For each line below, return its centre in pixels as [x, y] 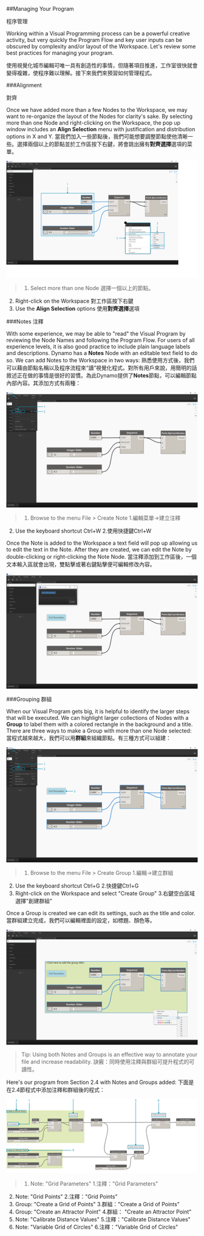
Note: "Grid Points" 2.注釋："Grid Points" [66, 1196]
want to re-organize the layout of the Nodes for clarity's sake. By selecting [100, 116]
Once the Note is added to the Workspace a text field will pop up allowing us [102, 543]
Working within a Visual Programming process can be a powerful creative [98, 33]
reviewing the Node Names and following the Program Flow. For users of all [101, 340]
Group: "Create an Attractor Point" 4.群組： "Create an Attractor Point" [103, 1212]
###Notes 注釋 [25, 321]
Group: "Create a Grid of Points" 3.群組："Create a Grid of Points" [97, 1204]
